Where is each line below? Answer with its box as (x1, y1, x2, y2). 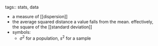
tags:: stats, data (5, 4, 39, 10)
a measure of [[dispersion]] (12, 14, 68, 19)
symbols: (12, 29, 31, 35)
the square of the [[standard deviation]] (12, 24, 92, 30)
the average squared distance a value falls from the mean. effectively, (12, 19, 154, 24)
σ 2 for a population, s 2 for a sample (19, 34, 91, 41)
